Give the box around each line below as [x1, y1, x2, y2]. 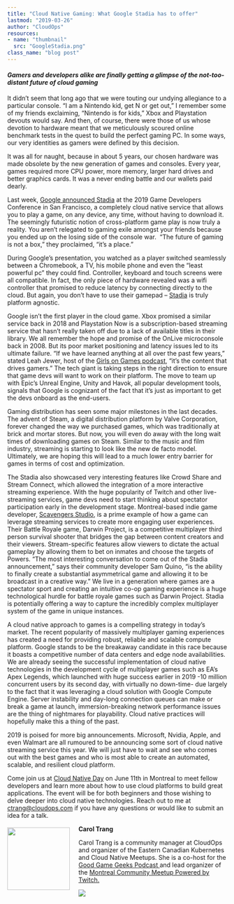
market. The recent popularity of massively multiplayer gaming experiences [7, 628, 225, 637]
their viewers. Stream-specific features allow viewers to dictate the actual [7, 540, 219, 548]
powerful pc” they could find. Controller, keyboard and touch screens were [7, 269, 223, 277]
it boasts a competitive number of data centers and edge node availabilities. [7, 651, 226, 659]
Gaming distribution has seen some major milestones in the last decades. [7, 408, 218, 416]
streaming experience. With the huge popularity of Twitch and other [7, 488, 203, 496]
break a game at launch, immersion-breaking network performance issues [7, 702, 221, 711]
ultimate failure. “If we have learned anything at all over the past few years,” [7, 349, 225, 358]
